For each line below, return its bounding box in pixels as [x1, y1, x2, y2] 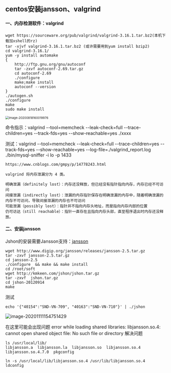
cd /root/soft [5, 266, 36, 271]
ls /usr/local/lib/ [5, 340, 47, 345]
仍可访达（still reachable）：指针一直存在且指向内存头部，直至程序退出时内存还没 [5, 209, 160, 214]
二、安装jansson [5, 226, 41, 232]
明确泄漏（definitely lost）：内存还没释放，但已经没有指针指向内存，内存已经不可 [5, 182, 160, 187]
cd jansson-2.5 [5, 257, 38, 263]
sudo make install [5, 107, 45, 112]
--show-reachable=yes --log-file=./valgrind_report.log [35, 146, 151, 152]
